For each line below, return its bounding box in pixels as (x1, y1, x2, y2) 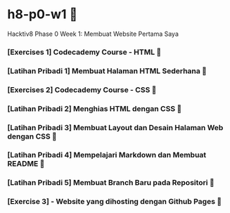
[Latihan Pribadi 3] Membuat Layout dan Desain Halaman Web (7, 122, 224, 132)
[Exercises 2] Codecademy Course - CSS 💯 (7, 84, 157, 94)
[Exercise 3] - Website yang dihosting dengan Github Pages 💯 (7, 197, 222, 207)
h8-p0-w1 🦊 (7, 6, 78, 22)
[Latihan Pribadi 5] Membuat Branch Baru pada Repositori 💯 (7, 178, 215, 188)
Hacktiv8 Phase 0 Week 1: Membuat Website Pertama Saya (7, 30, 179, 38)
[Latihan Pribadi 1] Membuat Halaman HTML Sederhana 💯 (7, 66, 207, 76)
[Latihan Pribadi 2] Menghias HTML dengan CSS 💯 (7, 103, 182, 113)
